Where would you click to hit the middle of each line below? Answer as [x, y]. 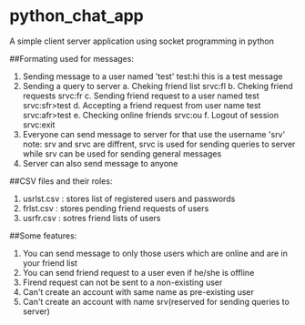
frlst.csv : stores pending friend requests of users [116, 208]
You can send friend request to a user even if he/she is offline [138, 272]
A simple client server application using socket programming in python [142, 41]
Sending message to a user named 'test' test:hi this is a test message [152, 76]
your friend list [50, 263]
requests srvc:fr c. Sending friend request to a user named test [141, 96]
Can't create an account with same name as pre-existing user [138, 291]
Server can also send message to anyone [100, 163]
